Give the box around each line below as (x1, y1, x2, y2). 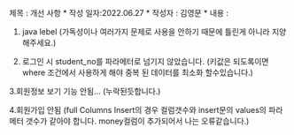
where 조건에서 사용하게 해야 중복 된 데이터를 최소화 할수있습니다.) (21, 67, 254, 78)
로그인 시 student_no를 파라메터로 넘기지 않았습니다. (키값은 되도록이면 (21, 56, 269, 66)
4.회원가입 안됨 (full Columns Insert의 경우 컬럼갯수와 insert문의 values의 (9, 105, 267, 115)
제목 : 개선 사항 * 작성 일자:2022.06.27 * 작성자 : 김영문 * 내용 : (9, 8, 228, 18)
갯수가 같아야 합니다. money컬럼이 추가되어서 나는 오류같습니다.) (25, 116, 250, 126)
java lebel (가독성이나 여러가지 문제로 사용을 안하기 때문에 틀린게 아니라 (21, 26, 270, 37)
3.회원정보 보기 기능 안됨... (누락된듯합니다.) (9, 86, 161, 96)
